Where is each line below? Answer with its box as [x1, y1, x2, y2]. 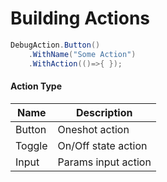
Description [75, 105, 133, 119]
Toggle [15, 138, 48, 152]
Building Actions [10, 7, 150, 30]
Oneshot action [57, 122, 130, 136]
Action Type [10, 80, 62, 92]
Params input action [57, 155, 152, 169]
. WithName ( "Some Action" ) [28, 49, 137, 59]
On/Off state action [57, 138, 148, 152]
